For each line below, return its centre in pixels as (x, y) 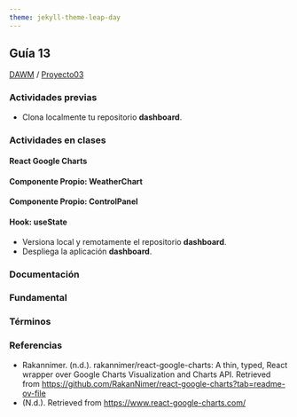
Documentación (44, 274)
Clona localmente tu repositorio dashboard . (102, 117)
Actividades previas (53, 98)
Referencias (36, 345)
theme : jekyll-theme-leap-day (65, 17)
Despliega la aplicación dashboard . (87, 251)
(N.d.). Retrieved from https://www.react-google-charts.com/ (134, 402)
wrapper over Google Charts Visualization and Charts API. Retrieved (146, 374)
